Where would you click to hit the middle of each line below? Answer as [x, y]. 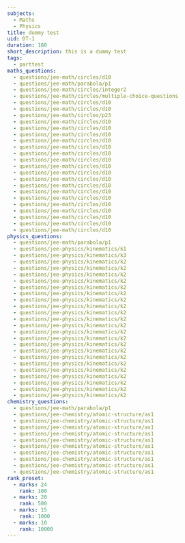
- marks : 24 [30, 484]
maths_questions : [32, 71]
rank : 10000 [36, 529]
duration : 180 [27, 45]
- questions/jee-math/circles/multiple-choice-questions [96, 97]
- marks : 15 [30, 510]
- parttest [29, 64]
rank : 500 [33, 504]
